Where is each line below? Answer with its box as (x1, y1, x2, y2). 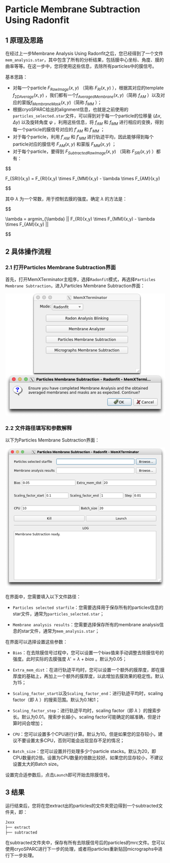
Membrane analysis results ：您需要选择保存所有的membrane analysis (12, 621, 160, 627)
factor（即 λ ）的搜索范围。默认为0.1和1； (12, 697, 100, 703)
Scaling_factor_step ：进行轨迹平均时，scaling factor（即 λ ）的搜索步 (12, 707, 161, 713)
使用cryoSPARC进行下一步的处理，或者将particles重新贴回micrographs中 (5, 846, 158, 852)
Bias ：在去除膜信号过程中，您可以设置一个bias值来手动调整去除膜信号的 (12, 649, 164, 655)
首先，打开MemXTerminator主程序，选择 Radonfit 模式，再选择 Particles (5, 276, 156, 283)
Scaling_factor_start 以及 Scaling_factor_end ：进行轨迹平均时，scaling (12, 690, 163, 696)
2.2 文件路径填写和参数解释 (5, 424, 72, 431)
